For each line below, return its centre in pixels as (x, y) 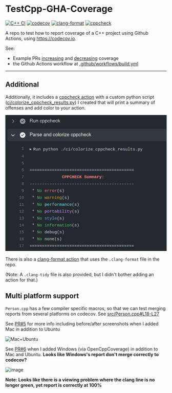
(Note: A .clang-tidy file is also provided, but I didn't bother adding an (80, 274)
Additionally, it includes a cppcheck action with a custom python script (80, 97)
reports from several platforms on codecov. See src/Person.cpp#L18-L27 (82, 314)
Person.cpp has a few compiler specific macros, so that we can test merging (85, 308)
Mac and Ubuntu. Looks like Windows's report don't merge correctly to (82, 354)
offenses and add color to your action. (46, 107)
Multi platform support (42, 296)
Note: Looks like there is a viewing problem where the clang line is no (80, 380)
